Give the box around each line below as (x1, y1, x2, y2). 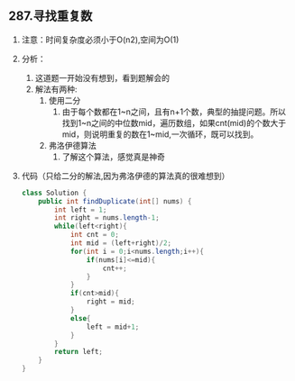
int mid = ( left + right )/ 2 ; (69, 239, 172, 248)
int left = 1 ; (54, 205, 107, 214)
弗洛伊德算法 (48, 140, 97, 150)
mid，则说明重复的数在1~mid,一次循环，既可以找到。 (61, 129, 259, 140)
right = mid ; (86, 297, 136, 306)
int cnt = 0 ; (69, 231, 119, 240)
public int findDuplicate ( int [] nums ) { (38, 196, 192, 205)
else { (69, 313, 91, 322)
